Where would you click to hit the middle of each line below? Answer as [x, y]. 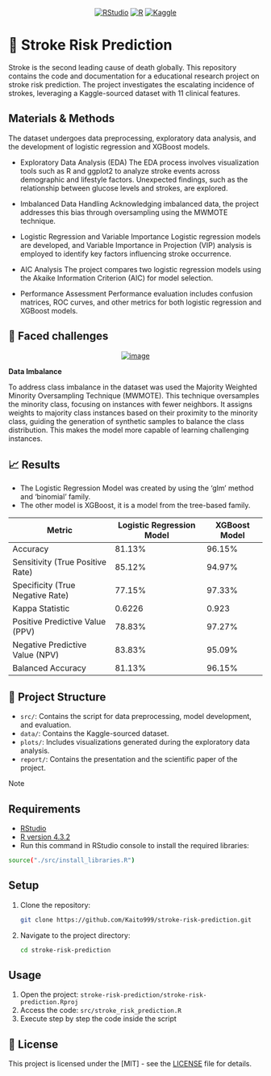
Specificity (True [44, 586]
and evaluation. [46, 725]
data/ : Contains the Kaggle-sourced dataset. [94, 733]
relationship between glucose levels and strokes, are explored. [124, 188]
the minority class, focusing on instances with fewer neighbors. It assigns [130, 404]
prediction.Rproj [49, 1002]
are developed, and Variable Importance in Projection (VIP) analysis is [136, 245]
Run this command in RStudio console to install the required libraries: [135, 845]
